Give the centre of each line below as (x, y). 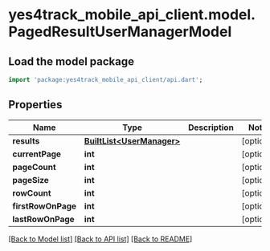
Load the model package (72, 61)
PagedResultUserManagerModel (120, 32)
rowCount (32, 192)
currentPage (37, 154)
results (26, 140)
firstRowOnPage (45, 206)
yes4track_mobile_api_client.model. (132, 15)
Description (211, 128)
